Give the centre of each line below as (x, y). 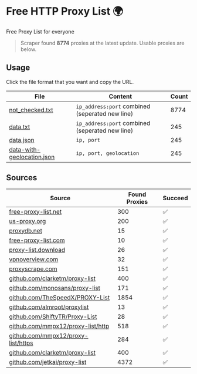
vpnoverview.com (34, 259)
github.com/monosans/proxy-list (55, 288)
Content (120, 96)
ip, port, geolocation (108, 153)
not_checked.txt (31, 110)
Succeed (175, 198)
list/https (21, 343)
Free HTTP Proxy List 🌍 (65, 11)
